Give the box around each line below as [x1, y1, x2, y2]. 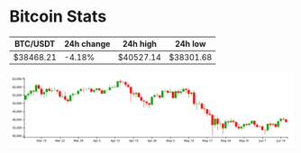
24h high [122, 39, 158, 49]
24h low [174, 39, 206, 49]
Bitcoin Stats [9, 6, 107, 27]
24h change [64, 39, 111, 49]
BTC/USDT [14, 39, 56, 49]
